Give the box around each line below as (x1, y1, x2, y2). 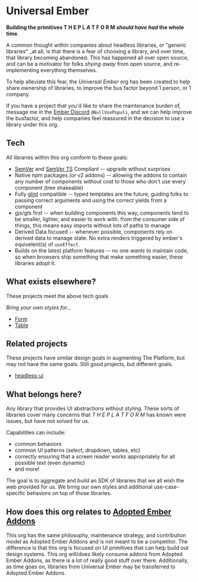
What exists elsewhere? (6, 277, 96, 287)
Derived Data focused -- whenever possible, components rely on (14, 228, 173, 235)
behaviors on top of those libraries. (27, 490, 112, 497)
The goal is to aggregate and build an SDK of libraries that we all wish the (6, 477, 184, 484)
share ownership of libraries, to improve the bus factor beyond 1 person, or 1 (6, 84, 192, 91)
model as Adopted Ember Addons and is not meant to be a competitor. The (6, 538, 188, 545)
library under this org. (6, 121, 59, 128)
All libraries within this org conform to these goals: (6, 154, 128, 161)
